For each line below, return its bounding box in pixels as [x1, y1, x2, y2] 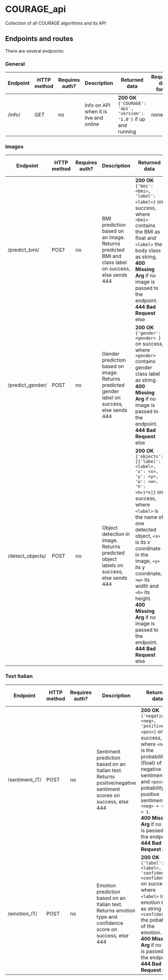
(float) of [140, 759, 162, 766]
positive [140, 790, 159, 797]
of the [140, 922, 155, 929]
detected [135, 526, 156, 533]
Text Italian [5, 673, 33, 680]
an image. [101, 234, 125, 241]
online [84, 121, 99, 128]
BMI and [101, 253, 121, 260]
